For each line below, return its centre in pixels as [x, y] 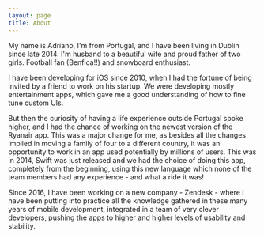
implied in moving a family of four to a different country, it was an [114, 143]
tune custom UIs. [36, 103]
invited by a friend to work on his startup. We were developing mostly [121, 86]
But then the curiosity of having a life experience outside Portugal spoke [126, 118]
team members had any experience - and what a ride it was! [106, 177]
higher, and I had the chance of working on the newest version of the [121, 127]
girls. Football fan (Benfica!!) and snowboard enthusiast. [100, 62]
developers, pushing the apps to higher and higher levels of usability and [127, 217]
